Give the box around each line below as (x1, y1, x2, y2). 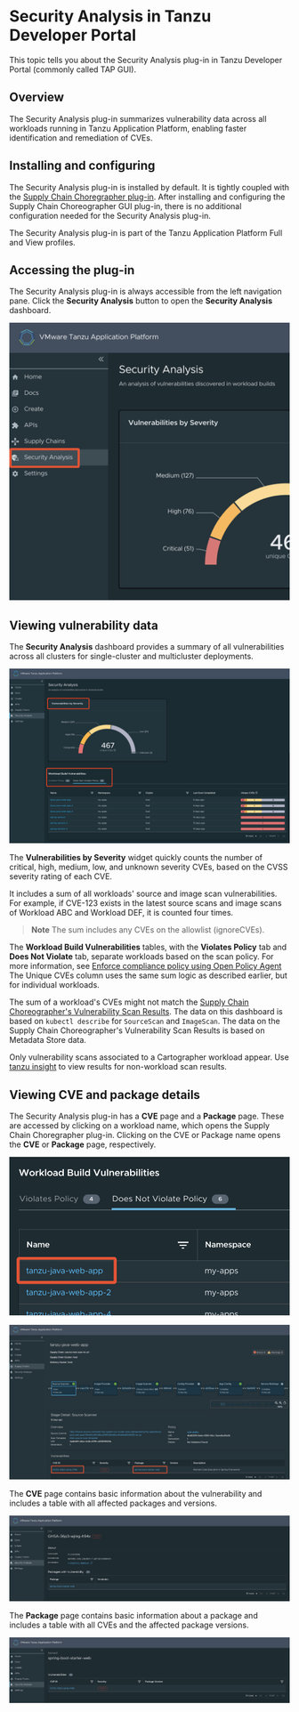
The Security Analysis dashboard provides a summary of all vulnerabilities (9, 642, 285, 652)
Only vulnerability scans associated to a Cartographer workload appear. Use (9, 1052, 289, 1062)
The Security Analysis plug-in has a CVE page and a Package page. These (9, 1110, 285, 1122)
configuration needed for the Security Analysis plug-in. (9, 210, 212, 221)
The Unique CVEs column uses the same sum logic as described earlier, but (9, 970, 287, 981)
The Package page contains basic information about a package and (9, 1611, 258, 1621)
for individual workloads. (9, 980, 100, 990)
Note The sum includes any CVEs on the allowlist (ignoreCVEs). (30, 925, 265, 935)
